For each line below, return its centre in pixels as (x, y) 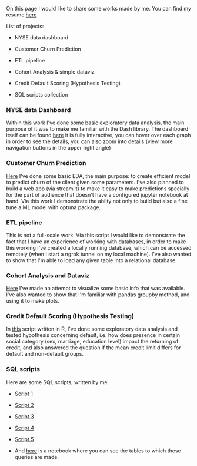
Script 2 (24, 405)
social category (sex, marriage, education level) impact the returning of (92, 342)
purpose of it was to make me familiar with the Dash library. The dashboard (97, 129)
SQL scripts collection (41, 95)
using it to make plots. (33, 301)
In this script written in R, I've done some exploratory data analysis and (92, 329)
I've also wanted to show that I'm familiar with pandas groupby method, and (98, 295)
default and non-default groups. (45, 354)
